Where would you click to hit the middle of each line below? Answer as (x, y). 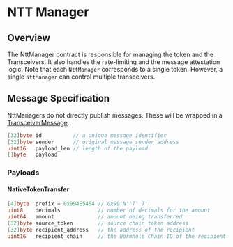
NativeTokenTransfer (38, 189)
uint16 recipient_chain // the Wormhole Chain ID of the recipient (117, 236)
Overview (29, 38)
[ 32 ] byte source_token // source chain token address (98, 223)
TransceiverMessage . (38, 122)
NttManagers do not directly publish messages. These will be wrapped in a (115, 115)
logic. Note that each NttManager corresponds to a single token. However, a (115, 69)
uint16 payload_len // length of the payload (78, 148)
